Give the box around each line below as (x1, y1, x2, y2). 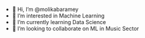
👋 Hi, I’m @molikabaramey (12, 6, 79, 13)
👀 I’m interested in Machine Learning (12, 12, 105, 19)
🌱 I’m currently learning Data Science (12, 19, 106, 25)
